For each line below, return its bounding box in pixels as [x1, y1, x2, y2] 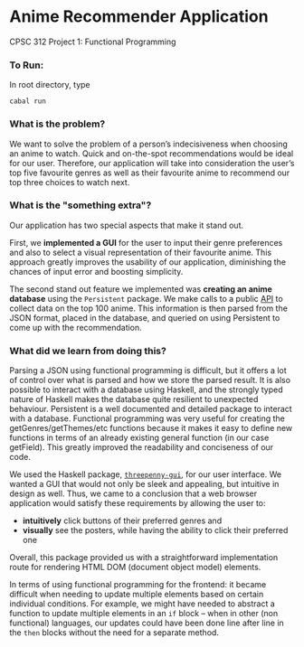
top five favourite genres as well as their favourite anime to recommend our [9, 167, 290, 178]
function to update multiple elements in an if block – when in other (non [9, 608, 279, 619]
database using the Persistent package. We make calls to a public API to [9, 293, 283, 304]
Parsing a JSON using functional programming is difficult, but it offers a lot [9, 365, 287, 376]
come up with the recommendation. [9, 322, 142, 333]
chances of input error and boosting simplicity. [9, 266, 184, 277]
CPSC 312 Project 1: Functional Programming [9, 36, 176, 47]
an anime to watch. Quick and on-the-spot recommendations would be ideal [9, 147, 294, 159]
